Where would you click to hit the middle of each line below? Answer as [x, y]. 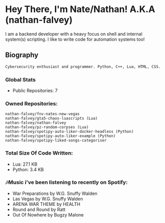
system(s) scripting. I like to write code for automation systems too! [75, 39]
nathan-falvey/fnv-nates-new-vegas [43, 114]
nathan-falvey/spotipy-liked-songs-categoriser [56, 140]
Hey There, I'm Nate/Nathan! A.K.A [80, 9]
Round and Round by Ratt [39, 209]
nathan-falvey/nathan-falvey [36, 123]
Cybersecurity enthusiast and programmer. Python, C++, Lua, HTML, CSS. [83, 66]
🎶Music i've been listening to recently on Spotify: [66, 182]
